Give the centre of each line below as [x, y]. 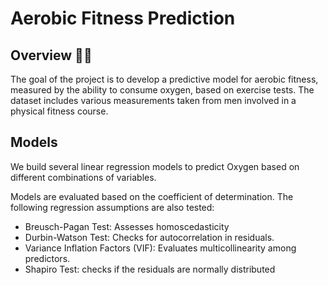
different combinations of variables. [83, 177]
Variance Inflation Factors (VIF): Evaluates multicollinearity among [160, 248]
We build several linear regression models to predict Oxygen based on [155, 166]
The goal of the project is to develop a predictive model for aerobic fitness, [164, 79]
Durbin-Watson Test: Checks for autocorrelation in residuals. [149, 237]
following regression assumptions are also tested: [112, 207]
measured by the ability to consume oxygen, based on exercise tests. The [162, 90]
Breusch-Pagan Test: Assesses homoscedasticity [127, 226]
